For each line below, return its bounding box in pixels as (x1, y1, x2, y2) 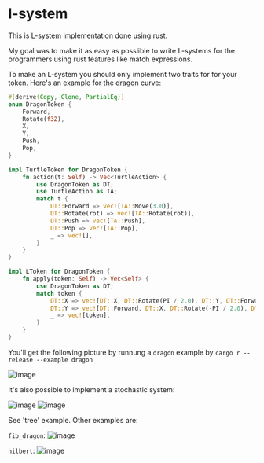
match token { (36, 289, 82, 297)
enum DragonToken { (8, 100, 72, 108)
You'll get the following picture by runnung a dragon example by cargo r (8, 347, 240, 357)
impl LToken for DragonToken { (8, 268, 111, 276)
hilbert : (8, 446, 35, 455)
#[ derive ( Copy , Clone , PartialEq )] (8, 93, 125, 101)
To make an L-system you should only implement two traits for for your (8, 69, 237, 79)
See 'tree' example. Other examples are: (8, 415, 139, 424)
